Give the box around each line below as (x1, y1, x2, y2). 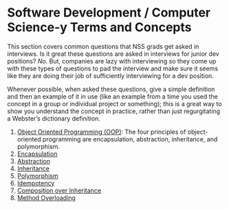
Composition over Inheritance (17, 186, 102, 195)
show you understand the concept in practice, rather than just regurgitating (7, 107, 221, 115)
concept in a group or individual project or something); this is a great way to (7, 99, 222, 108)
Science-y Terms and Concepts (7, 19, 192, 35)
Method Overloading (17, 193, 76, 201)
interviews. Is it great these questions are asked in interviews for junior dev (7, 50, 220, 58)
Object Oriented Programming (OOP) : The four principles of (17, 128, 186, 136)
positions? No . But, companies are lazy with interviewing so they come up (7, 57, 217, 65)
